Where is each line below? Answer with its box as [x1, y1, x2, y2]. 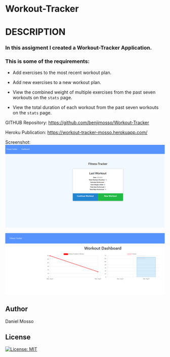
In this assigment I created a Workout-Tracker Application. [5, 44, 152, 51]
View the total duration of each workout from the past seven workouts [12, 104, 159, 110]
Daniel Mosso [5, 318, 34, 324]
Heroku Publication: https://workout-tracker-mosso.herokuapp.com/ [5, 129, 148, 135]
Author [5, 305, 28, 313]
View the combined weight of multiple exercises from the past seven [12, 89, 156, 95]
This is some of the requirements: [5, 58, 90, 65]
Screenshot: [5, 139, 31, 145]
